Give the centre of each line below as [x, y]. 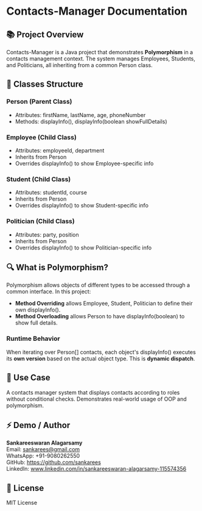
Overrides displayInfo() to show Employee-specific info [84, 163]
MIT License [22, 503]
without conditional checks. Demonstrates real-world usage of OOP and [96, 399]
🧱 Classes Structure [45, 84]
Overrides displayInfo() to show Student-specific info [82, 205]
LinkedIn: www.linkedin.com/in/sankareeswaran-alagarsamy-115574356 [96, 469]
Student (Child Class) [39, 179]
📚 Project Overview [45, 34]
